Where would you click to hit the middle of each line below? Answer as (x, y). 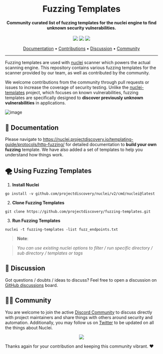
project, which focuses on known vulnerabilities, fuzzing (82, 93)
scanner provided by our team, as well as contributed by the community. (77, 73)
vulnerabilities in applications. (36, 103)
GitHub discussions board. (32, 285)
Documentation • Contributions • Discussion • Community (81, 49)
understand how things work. (34, 155)
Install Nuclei (26, 185)
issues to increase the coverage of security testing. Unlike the (67, 87)
